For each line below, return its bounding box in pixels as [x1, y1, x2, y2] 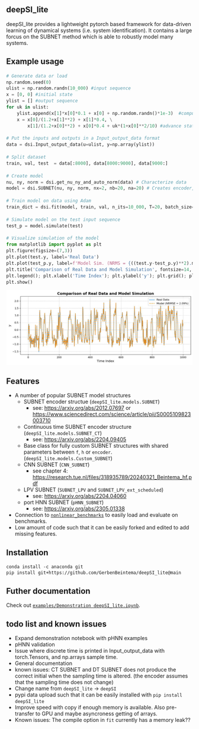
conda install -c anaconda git [6, 564, 84, 570]
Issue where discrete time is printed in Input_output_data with [14, 647, 165, 654]
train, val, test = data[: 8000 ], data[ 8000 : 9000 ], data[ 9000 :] [6, 160, 168, 166]
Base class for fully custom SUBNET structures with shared [23, 442, 169, 449]
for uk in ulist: [6, 104, 49, 110]
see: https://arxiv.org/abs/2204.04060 [32, 493, 127, 500]
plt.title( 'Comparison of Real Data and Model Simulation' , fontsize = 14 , [6, 266, 192, 272]
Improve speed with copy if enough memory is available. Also [14, 704, 165, 711]
